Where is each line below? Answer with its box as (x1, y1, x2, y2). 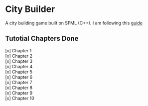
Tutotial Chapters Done (5, 34, 79, 43)
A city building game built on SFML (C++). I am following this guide (5, 20, 143, 26)
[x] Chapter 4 (5, 63, 33, 69)
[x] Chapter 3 (5, 58, 33, 64)
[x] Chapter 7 (5, 79, 32, 85)
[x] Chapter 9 (5, 90, 33, 96)
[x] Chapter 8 (5, 85, 33, 91)
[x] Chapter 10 (5, 95, 35, 101)
